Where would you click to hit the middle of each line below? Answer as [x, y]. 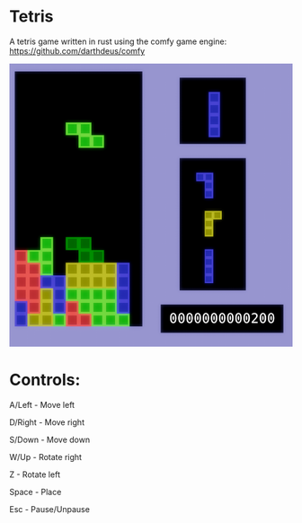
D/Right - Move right [47, 422]
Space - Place [36, 492]
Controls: [45, 380]
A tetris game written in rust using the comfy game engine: [118, 41]
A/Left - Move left [42, 404]
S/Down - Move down [50, 439]
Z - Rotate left [35, 474]
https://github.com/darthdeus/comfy [77, 50]
